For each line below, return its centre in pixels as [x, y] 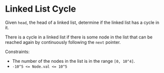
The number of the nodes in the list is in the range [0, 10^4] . [74, 61]
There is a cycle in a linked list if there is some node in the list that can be [79, 37]
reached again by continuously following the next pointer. [63, 42]
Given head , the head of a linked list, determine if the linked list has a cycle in [82, 22]
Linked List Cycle [41, 9]
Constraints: [17, 52]
